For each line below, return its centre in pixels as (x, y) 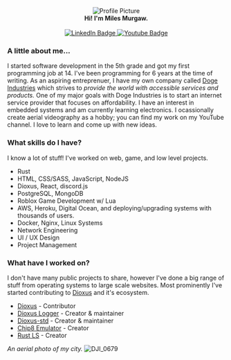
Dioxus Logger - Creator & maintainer (71, 313)
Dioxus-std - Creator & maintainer (65, 321)
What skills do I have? (45, 143)
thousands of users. (46, 215)
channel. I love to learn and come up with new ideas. (82, 125)
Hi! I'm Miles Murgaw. (116, 18)
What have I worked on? (48, 262)
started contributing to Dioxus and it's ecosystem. (78, 292)
